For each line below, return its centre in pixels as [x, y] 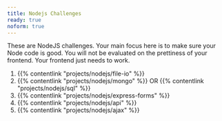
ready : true [24, 20]
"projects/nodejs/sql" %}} [54, 88]
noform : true [26, 26]
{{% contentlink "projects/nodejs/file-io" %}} [81, 74]
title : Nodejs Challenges [44, 13]
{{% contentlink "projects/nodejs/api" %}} [77, 103]
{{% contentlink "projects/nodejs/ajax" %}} [78, 110]
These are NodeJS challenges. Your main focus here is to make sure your [111, 46]
